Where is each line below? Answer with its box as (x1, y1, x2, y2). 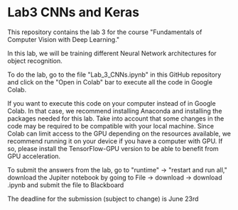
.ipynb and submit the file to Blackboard (7, 180, 124, 189)
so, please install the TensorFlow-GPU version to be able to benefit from (7, 144, 219, 153)
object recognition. (7, 56, 63, 65)
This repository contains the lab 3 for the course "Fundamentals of (7, 28, 202, 36)
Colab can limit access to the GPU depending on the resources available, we (7, 129, 232, 138)
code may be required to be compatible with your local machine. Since (7, 121, 215, 130)
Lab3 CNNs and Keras (7, 4, 140, 21)
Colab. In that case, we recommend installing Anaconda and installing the (7, 106, 222, 115)
